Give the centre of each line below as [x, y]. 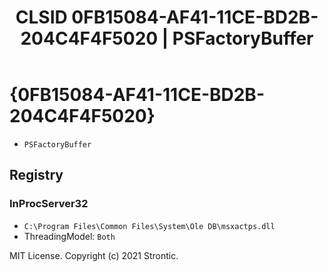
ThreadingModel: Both [69, 236]
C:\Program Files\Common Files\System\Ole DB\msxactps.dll [149, 226]
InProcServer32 [49, 204]
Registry [36, 175]
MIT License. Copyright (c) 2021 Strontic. [94, 255]
